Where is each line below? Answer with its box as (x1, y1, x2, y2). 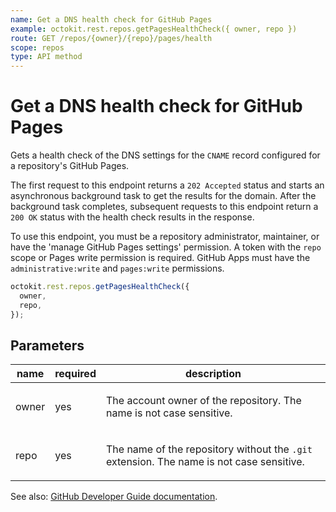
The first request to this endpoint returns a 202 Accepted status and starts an (10, 179, 325, 191)
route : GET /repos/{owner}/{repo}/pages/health (10, 33, 213, 43)
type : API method (10, 52, 83, 62)
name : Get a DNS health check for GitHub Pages (10, 14, 213, 25)
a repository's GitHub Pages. (10, 160, 130, 172)
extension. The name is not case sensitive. (105, 455, 305, 469)
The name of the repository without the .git (105, 442, 313, 456)
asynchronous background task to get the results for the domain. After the (10, 190, 317, 202)
